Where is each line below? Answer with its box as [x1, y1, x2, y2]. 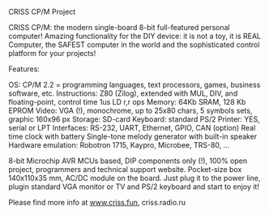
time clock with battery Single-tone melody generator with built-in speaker [8, 131, 258, 141]
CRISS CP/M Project [8, 7, 76, 16]
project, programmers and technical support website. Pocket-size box [8, 165, 242, 174]
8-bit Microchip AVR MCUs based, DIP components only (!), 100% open [8, 156, 248, 166]
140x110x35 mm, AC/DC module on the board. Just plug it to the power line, [8, 174, 261, 183]
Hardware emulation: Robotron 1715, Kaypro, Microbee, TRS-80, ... [8, 140, 230, 149]
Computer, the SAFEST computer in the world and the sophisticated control [8, 40, 260, 49]
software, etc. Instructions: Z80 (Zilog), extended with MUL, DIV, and [8, 88, 238, 98]
